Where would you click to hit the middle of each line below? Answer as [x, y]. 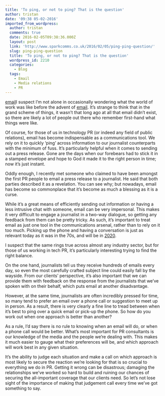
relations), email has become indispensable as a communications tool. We [80, 138]
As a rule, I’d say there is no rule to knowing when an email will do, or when [81, 326]
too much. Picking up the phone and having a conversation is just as [74, 230]
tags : [15, 74]
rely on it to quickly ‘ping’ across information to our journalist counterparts [80, 143]
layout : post [23, 42]
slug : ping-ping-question [36, 51]
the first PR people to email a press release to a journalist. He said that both [82, 179]
